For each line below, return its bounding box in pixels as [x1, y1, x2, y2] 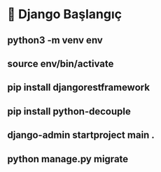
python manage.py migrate [7, 153, 129, 165]
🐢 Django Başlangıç [7, 6, 122, 22]
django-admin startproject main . [7, 129, 155, 141]
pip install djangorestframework [7, 82, 150, 94]
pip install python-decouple [7, 105, 131, 117]
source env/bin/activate [7, 57, 114, 69]
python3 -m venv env [7, 34, 103, 46]
